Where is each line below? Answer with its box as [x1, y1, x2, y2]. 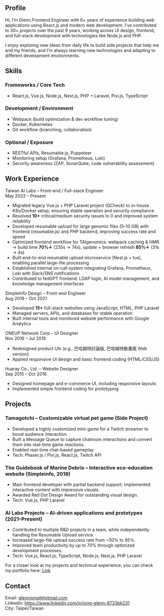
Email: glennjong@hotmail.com [5, 595, 68, 601]
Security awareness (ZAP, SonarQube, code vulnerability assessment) [12, 161, 155, 167]
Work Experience [5, 174, 59, 183]
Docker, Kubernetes [12, 121, 53, 127]
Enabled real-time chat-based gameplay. [12, 447, 95, 452]
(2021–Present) [5, 515, 43, 522]
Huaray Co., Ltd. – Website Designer [5, 365, 79, 371]
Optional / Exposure [5, 139, 54, 145]
